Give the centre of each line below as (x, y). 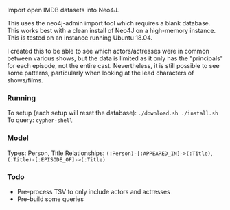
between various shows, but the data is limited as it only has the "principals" (115, 58)
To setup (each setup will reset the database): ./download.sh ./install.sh (113, 113)
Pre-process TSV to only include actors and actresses (93, 191)
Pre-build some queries (50, 199)
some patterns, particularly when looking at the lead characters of (101, 73)
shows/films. (25, 80)
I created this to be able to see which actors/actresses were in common (108, 51)
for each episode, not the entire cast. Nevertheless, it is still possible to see (113, 66)
